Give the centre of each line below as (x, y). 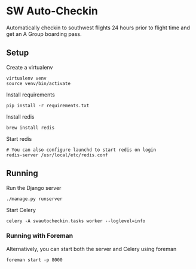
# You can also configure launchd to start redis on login (81, 150)
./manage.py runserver (34, 199)
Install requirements (30, 95)
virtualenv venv (26, 78)
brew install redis (30, 128)
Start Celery (21, 210)
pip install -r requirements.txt (48, 105)
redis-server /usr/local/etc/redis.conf (57, 155)
